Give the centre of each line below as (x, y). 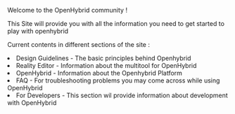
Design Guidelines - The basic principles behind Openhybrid (104, 58)
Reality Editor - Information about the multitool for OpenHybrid (107, 65)
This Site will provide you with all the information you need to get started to (116, 23)
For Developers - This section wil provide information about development (122, 95)
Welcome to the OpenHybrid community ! (68, 10)
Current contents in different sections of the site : (78, 44)
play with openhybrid (38, 31)
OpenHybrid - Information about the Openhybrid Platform (100, 73)
